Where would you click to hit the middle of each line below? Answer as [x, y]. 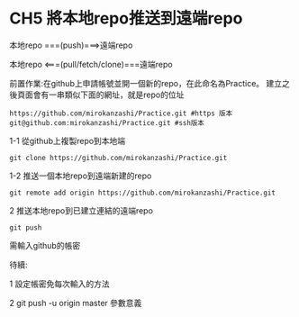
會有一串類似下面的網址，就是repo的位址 [109, 95]
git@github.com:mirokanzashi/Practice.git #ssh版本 [107, 122]
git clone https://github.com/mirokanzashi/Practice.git [118, 158]
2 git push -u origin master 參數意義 [76, 303]
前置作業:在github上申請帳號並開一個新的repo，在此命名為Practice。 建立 [146, 83]
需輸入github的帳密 [45, 245]
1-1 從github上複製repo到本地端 [68, 140]
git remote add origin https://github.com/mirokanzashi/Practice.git [143, 193]
